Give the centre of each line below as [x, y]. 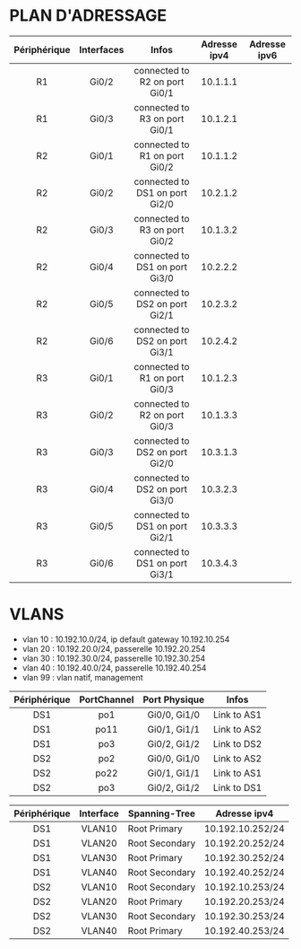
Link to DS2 [237, 743]
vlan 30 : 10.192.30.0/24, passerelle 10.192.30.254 [114, 658]
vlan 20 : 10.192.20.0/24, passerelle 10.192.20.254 [114, 648]
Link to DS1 [237, 787]
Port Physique [173, 699]
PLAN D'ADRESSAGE [88, 16]
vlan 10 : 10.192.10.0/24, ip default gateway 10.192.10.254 [126, 639]
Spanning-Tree [162, 813]
